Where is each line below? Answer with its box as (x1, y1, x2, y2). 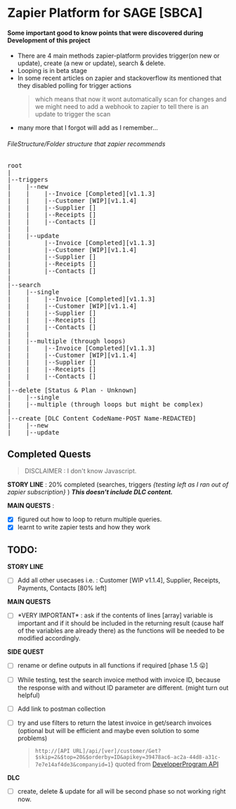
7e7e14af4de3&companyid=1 (34, 761, 111, 768)
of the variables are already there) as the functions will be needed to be (17, 626, 225, 635)
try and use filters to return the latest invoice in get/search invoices (17, 718, 212, 727)
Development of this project (7, 36, 91, 44)
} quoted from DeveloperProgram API (110, 760, 219, 768)
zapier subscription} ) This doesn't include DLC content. (7, 488, 173, 496)
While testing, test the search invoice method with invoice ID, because (17, 676, 221, 684)
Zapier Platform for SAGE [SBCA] (7, 5, 203, 21)
